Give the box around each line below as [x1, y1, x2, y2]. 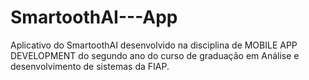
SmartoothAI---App [10, 6, 178, 29]
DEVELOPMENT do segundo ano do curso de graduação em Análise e [10, 49, 300, 61]
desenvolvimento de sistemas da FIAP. [10, 60, 170, 72]
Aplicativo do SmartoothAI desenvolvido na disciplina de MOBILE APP [10, 39, 298, 51]
